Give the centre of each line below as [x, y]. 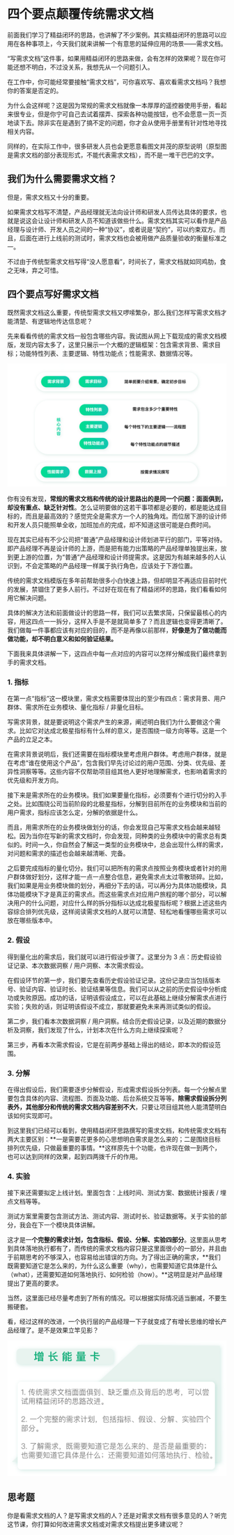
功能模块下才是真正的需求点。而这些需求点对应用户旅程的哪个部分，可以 [117, 895]
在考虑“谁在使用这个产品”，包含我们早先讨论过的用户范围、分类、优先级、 [114, 763]
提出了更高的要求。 [35, 1283]
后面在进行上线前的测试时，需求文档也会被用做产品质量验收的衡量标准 [120, 238]
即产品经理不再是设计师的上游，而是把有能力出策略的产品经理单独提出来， [114, 549]
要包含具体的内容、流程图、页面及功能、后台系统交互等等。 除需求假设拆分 [114, 1098]
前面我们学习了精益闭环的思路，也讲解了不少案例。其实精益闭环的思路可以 [114, 35]
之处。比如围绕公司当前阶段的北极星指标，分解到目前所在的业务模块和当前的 [117, 804]
